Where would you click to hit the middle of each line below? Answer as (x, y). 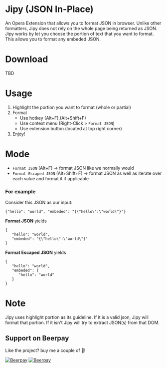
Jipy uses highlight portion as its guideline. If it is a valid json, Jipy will (77, 317)
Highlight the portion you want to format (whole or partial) (72, 107)
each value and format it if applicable (50, 178)
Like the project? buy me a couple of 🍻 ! (45, 350)
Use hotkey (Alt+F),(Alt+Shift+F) (53, 118)
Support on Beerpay (37, 338)
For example (20, 191)
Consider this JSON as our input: (39, 203)
